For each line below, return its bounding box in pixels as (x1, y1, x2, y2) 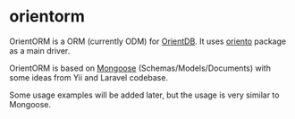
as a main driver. (9, 45, 71, 55)
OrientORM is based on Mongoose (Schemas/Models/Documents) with (9, 63, 271, 73)
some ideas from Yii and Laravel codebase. (9, 72, 168, 82)
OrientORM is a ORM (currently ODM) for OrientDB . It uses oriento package (9, 36, 287, 47)
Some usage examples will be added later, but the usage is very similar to (9, 89, 280, 100)
